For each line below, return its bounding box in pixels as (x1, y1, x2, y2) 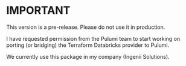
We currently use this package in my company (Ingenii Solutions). (6, 53, 170, 60)
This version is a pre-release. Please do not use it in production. (6, 23, 165, 31)
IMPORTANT (6, 4, 71, 17)
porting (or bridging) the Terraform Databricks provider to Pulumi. (6, 41, 170, 49)
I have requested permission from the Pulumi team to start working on (6, 35, 181, 42)
